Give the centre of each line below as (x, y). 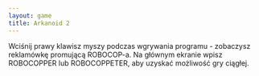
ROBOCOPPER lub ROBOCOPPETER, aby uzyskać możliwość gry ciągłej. (129, 63)
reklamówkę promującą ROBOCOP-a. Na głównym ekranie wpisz (115, 54)
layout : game (30, 16)
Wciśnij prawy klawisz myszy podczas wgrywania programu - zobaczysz (129, 46)
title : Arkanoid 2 (39, 23)
